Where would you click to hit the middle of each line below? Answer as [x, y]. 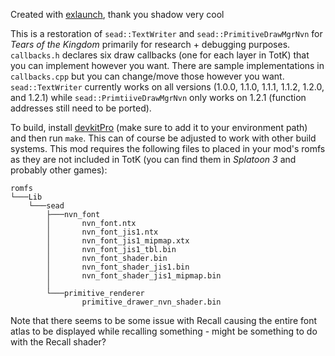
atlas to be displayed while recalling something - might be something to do [164, 331]
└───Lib [26, 197]
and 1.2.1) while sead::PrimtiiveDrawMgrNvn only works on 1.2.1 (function [158, 97]
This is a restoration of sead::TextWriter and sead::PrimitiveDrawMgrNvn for [166, 33]
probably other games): [59, 170]
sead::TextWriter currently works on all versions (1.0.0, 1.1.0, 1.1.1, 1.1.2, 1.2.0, [167, 87]
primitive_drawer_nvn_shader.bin [151, 302]
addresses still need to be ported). [81, 108]
